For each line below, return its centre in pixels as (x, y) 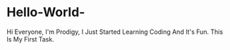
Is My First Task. (30, 39)
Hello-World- (46, 12)
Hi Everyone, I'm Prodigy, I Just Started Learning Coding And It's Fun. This (115, 32)
